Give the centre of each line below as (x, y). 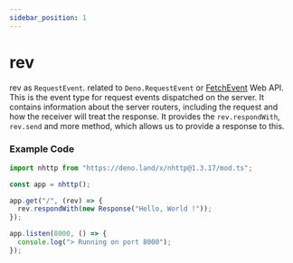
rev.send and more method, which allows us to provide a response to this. (147, 126)
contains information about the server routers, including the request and (144, 107)
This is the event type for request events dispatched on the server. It (137, 97)
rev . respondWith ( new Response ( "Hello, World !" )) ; (115, 209)
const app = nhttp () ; (50, 184)
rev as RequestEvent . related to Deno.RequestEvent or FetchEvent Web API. (147, 88)
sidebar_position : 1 (48, 18)
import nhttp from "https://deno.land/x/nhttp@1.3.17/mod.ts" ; (131, 168)
